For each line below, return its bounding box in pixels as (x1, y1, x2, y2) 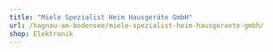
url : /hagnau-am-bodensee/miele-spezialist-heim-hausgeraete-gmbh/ (9, 21, 265, 30)
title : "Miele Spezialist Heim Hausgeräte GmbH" (9, 12, 193, 22)
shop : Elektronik (9, 29, 74, 38)
